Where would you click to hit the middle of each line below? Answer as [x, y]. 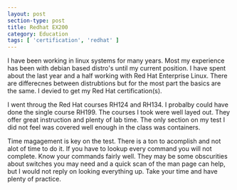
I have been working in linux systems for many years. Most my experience [116, 60]
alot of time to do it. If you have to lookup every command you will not [110, 149]
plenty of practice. [35, 179]
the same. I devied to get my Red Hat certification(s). [85, 91]
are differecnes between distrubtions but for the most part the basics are [114, 83]
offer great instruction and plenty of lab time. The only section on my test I [116, 120]
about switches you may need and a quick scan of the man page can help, [116, 164]
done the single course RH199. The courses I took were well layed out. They [118, 112]
